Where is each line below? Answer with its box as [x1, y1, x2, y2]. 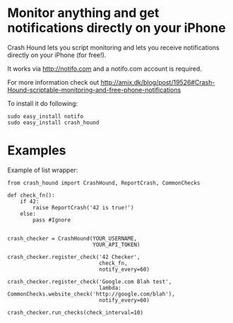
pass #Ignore [32, 217, 71, 224]
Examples [7, 142, 66, 159]
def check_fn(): [7, 192, 55, 199]
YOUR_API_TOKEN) [92, 241, 141, 248]
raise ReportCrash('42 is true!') [32, 204, 134, 211]
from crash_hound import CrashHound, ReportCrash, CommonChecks [7, 179, 201, 186]
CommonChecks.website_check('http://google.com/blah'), [7, 291, 175, 298]
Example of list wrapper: [7, 166, 78, 174]
